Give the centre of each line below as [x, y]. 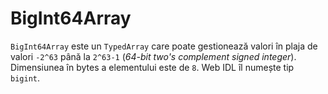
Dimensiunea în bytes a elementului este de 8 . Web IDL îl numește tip [152, 67]
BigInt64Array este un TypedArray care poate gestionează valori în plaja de [164, 46]
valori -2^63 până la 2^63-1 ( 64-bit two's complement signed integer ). [153, 56]
